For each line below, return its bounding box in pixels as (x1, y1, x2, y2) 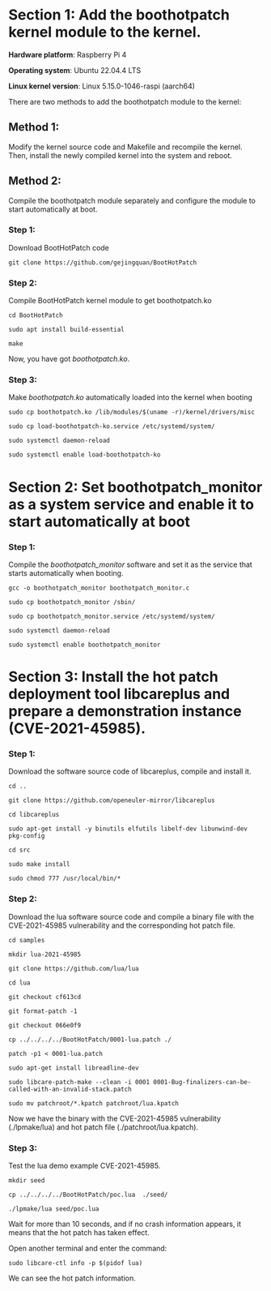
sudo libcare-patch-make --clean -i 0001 (8, 1078, 150, 1086)
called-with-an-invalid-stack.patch (8, 1085, 132, 1093)
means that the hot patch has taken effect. (8, 1228, 150, 1237)
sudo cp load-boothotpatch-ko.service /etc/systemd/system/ (8, 422, 216, 431)
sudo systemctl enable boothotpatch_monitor (8, 641, 161, 649)
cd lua (8, 979, 31, 987)
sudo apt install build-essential (8, 326, 125, 334)
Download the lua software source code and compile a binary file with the (8, 911, 255, 921)
